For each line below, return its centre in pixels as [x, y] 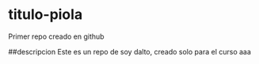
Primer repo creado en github [56, 36]
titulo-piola [46, 15]
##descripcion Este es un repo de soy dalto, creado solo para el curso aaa [130, 51]
